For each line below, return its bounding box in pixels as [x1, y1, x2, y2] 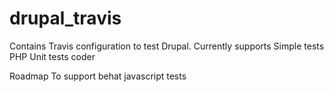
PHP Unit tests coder [9, 50, 96, 62]
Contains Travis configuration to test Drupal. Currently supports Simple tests [9, 40, 325, 52]
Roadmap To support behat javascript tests [9, 70, 187, 82]
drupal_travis [9, 7, 122, 30]
